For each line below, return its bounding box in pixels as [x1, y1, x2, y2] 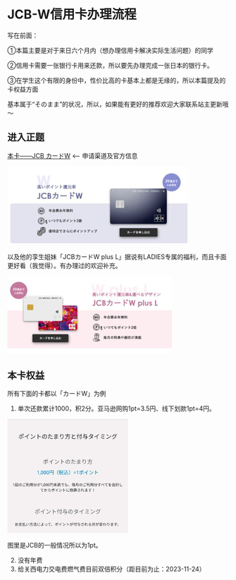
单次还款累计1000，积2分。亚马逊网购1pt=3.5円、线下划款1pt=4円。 [17, 404, 216, 413]
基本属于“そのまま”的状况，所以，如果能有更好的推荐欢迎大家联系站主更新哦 [7, 99, 229, 108]
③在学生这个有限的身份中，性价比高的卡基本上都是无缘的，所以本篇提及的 [7, 75, 226, 85]
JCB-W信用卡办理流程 [7, 6, 137, 23]
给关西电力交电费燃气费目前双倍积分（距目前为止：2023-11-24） [17, 565, 206, 574]
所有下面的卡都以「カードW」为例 [7, 389, 106, 397]
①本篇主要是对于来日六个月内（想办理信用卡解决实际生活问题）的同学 [7, 46, 213, 54]
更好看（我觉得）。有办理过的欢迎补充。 [7, 261, 122, 270]
